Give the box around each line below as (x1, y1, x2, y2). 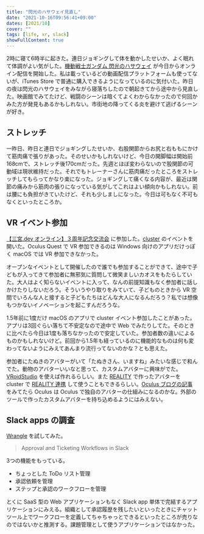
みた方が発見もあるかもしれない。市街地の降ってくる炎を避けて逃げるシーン (6, 100, 198, 107)
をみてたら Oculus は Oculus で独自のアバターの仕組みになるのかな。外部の (6, 388, 197, 395)
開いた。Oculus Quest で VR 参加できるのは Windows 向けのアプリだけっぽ (6, 242, 196, 250)
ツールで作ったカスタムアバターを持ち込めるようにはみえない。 (6, 395, 166, 402)
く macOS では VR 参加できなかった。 (6, 250, 102, 258)
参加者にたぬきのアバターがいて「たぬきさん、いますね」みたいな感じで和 (6, 357, 193, 365)
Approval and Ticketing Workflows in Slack (21, 444, 129, 452)
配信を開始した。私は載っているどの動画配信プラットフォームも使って (16, 70, 193, 77)
